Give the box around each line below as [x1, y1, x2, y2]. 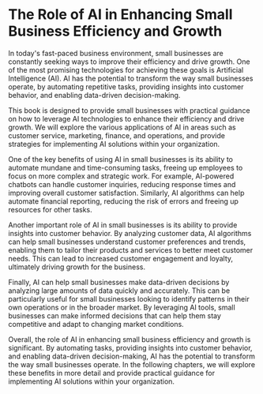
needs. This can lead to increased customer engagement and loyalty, [8, 253, 234, 263]
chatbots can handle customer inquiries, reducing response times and [8, 179, 236, 189]
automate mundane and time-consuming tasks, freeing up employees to [8, 163, 243, 172]
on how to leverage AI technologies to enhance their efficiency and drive [8, 114, 245, 123]
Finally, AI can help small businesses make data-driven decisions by [8, 277, 230, 287]
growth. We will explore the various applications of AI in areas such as [8, 122, 236, 132]
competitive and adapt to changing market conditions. [8, 319, 184, 328]
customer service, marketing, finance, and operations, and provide [8, 130, 225, 140]
